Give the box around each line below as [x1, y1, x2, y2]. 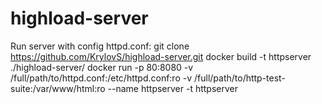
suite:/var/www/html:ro [10, 82, 106, 94]
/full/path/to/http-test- [193, 72, 286, 84]
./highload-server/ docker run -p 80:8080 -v [10, 61, 194, 73]
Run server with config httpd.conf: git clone [10, 40, 190, 52]
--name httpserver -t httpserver [107, 82, 239, 94]
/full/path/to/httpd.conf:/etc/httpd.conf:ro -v [10, 72, 193, 84]
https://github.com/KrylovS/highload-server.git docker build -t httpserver [10, 50, 312, 62]
